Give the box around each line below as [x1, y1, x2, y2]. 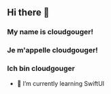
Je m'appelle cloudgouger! [7, 46, 99, 55]
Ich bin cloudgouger [7, 64, 75, 74]
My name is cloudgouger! [7, 27, 94, 37]
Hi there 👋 [7, 7, 50, 18]
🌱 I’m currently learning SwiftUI [16, 79, 105, 87]
